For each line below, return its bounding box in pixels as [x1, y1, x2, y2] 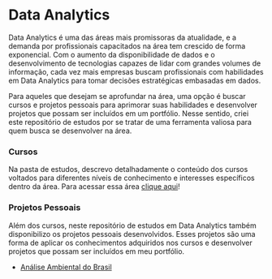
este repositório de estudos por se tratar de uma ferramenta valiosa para [8, 117, 252, 127]
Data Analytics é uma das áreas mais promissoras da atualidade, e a [8, 32, 237, 42]
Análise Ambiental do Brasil [19, 262, 112, 272]
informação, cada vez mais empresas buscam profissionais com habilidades [8, 67, 264, 76]
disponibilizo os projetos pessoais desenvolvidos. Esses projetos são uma [8, 229, 256, 238]
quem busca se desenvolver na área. [8, 126, 132, 135]
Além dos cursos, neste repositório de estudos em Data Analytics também [8, 221, 257, 230]
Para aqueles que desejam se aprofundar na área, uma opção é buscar [8, 91, 246, 101]
